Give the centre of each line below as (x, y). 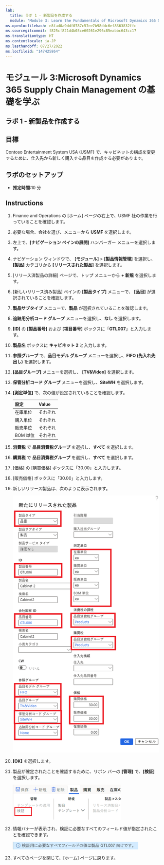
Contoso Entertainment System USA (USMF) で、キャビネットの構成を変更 (80, 152)
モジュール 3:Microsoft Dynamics (73, 77)
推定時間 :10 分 (27, 187)
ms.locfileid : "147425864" (33, 51)
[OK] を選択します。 (33, 761)
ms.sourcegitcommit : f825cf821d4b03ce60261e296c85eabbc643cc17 (71, 31)
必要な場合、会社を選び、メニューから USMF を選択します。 (73, 232)
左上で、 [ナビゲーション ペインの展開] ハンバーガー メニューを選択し (82, 242)
